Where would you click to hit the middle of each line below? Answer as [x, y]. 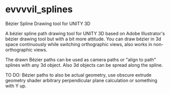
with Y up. [16, 86]
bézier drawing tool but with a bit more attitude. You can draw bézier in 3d [83, 39]
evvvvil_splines [39, 9]
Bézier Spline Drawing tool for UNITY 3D [48, 24]
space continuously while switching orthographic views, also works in [79, 44]
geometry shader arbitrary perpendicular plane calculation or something [81, 80]
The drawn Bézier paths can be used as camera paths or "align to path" [81, 59]
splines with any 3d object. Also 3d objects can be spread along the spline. [84, 65]
